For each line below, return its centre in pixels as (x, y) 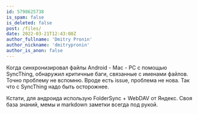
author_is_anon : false (34, 51)
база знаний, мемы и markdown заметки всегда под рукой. (82, 104)
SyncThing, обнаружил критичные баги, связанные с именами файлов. (97, 74)
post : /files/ (24, 28)
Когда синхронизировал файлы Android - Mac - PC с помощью (87, 67)
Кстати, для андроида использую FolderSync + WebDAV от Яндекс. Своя (99, 98)
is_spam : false (25, 17)
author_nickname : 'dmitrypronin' (48, 45)
